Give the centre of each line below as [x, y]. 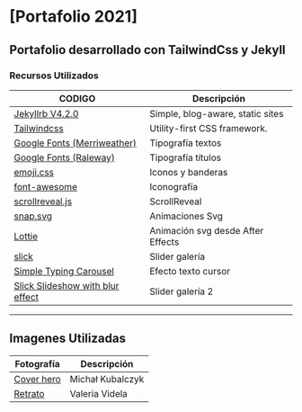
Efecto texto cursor [190, 271]
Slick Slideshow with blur [67, 285]
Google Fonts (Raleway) [64, 157]
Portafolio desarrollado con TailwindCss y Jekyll [147, 50]
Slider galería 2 [182, 291]
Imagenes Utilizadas [67, 339]
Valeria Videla [99, 393]
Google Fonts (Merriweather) [75, 143]
